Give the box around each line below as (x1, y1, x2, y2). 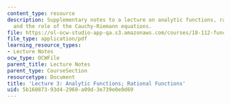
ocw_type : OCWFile (7, 55, 60, 62)
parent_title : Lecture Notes (7, 61, 91, 68)
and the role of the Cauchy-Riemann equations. (13, 23, 153, 29)
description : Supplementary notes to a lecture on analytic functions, (7, 16, 217, 23)
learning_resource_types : (7, 42, 81, 49)
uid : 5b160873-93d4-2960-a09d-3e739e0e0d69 (7, 86, 134, 93)
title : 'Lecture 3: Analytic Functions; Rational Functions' (7, 80, 186, 87)
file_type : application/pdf (7, 36, 88, 42)
